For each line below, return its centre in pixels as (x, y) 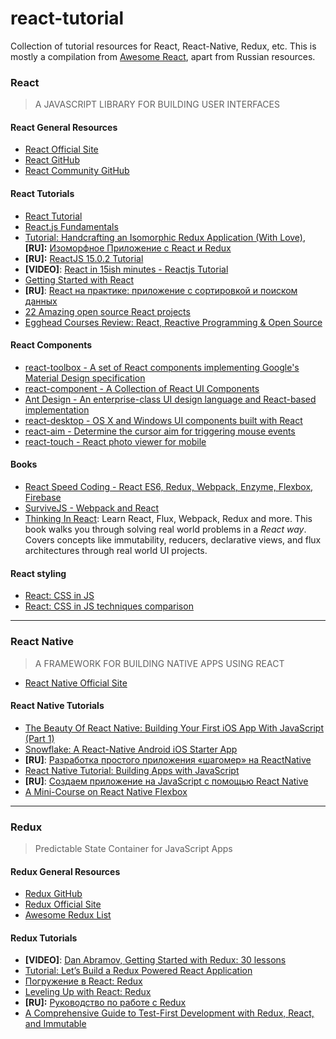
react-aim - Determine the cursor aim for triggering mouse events (160, 431)
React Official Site (61, 149)
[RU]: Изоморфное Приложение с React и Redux (128, 248)
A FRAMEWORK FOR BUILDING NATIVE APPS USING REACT (159, 663)
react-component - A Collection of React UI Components (142, 388)
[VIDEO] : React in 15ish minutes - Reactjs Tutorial (126, 269)
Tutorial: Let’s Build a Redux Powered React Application (138, 971)
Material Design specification (85, 378)
